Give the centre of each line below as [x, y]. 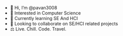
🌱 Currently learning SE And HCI [44, 18]
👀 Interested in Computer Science [45, 13]
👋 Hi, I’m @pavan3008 [34, 8]
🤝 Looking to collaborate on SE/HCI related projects [64, 23]
